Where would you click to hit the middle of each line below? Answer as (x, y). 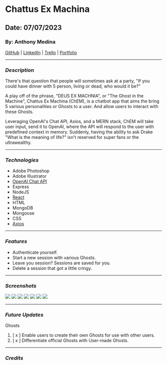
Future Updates (24, 315)
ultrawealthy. (18, 142)
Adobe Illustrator (30, 176)
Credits (14, 358)
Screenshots (21, 286)
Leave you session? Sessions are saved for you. (61, 263)
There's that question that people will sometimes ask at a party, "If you (78, 81)
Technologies (22, 160)
